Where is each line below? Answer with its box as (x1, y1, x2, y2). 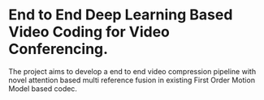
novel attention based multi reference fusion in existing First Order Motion (8, 75, 256, 85)
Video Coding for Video (8, 23, 171, 41)
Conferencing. (8, 40, 108, 58)
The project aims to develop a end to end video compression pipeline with (8, 66, 257, 76)
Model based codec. (8, 83, 77, 94)
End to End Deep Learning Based (8, 6, 233, 24)
